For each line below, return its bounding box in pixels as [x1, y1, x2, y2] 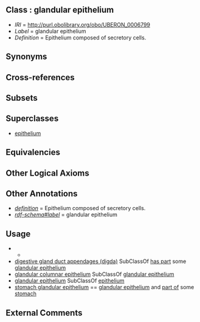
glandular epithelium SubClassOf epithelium [14, 277, 125, 284]
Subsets [5, 92, 38, 103]
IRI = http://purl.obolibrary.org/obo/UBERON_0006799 [14, 21, 150, 28]
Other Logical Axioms [5, 168, 89, 178]
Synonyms [5, 52, 47, 62]
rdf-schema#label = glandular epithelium [14, 211, 118, 218]
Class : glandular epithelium [5, 5, 114, 15]
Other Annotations [5, 188, 78, 199]
